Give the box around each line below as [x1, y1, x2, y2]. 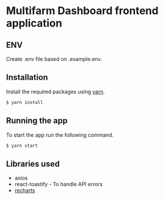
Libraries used [6, 158, 60, 168]
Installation [6, 72, 48, 83]
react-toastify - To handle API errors [14, 181, 103, 188]
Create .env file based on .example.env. [6, 56, 102, 62]
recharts [14, 187, 35, 194]
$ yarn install [6, 99, 43, 105]
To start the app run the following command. [6, 131, 114, 139]
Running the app [6, 116, 68, 126]
